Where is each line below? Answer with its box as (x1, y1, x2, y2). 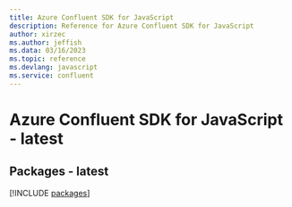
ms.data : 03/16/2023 (9, 46, 87, 55)
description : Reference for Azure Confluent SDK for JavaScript (9, 21, 254, 30)
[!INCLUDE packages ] (9, 187, 90, 198)
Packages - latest (9, 164, 109, 179)
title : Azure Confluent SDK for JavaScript (9, 12, 175, 22)
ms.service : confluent (9, 71, 94, 80)
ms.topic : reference (9, 54, 87, 63)
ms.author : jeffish (9, 37, 82, 47)
